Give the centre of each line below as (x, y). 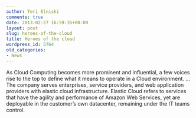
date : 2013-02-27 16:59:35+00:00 (47, 22)
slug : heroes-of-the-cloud (39, 34)
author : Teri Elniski (33, 12)
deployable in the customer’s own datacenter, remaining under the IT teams (98, 103)
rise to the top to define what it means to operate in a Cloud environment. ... (98, 78)
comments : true (25, 17)
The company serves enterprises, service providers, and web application (95, 85)
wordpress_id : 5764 (30, 45)
